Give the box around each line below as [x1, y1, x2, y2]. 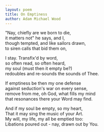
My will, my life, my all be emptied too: [5, 116, 83, 122]
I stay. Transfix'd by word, [5, 55, 58, 61]
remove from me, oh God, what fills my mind [5, 91, 96, 97]
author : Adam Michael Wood [5, 16, 61, 21]
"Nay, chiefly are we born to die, [5, 30, 71, 36]
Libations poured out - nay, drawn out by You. [5, 121, 99, 127]
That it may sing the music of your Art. [5, 111, 83, 117]
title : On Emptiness [5, 12, 48, 17]
